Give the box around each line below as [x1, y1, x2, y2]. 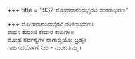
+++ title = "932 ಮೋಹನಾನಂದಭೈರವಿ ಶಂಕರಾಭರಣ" [7, 6, 129, 14]
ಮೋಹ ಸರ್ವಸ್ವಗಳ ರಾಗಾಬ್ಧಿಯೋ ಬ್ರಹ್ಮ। [7, 35, 86, 44]
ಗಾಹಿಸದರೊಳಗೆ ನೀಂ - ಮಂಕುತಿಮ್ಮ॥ [7, 43, 82, 51]
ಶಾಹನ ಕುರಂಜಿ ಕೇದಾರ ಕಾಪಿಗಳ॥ [7, 28, 75, 35]
